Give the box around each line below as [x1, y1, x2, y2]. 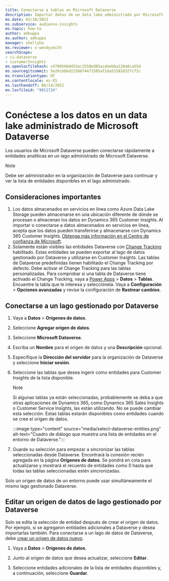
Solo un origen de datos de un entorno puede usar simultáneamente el [5, 478, 152, 484]
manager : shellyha [5, 41, 44, 46]
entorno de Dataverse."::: [12, 437, 65, 443]
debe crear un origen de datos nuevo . [5, 535, 84, 541]
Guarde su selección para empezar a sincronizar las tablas [12, 446, 135, 452]
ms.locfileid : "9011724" [5, 87, 58, 93]
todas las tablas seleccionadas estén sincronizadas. [12, 468, 121, 474]
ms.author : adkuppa [5, 36, 46, 41]
